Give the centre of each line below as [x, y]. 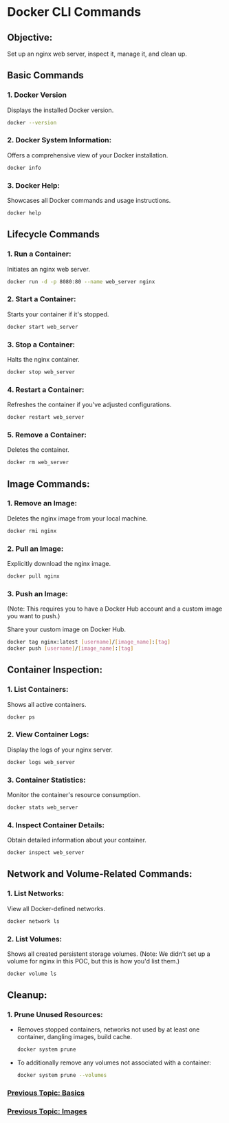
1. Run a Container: [39, 254]
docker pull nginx [33, 576]
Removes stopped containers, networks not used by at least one [108, 1029]
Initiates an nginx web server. [49, 269]
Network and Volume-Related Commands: [100, 874]
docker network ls [33, 921]
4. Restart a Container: [46, 389]
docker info [24, 168]
